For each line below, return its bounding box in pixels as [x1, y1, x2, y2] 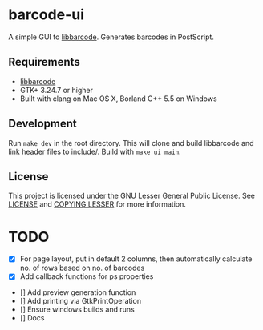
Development [8, 117, 78, 131]
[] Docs [19, 313, 45, 323]
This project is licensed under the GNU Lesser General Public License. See [8, 191, 255, 201]
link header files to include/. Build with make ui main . [8, 147, 182, 156]
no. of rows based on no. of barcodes [19, 263, 145, 273]
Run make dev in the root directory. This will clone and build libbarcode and [8, 138, 254, 147]
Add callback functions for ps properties [19, 272, 154, 281]
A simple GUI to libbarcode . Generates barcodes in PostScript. [8, 32, 215, 42]
